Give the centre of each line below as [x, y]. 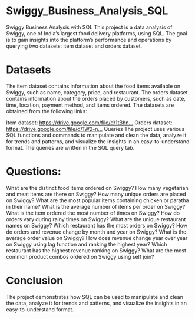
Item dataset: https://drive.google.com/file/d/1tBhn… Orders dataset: [89, 123]
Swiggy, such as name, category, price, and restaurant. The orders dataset [97, 92]
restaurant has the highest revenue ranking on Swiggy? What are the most [96, 250]
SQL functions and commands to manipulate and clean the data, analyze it [96, 135]
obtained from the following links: [47, 111]
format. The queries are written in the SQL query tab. [70, 147]
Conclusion [35, 281]
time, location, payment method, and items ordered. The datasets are [90, 105]
